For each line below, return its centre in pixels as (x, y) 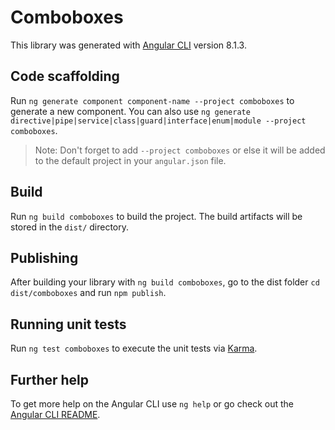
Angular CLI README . (55, 414)
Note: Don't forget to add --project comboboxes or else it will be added (180, 150)
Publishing (44, 257)
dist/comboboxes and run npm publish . (88, 293)
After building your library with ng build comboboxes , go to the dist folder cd (165, 282)
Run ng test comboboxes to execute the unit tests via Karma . (134, 348)
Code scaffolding (65, 76)
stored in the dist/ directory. (70, 227)
